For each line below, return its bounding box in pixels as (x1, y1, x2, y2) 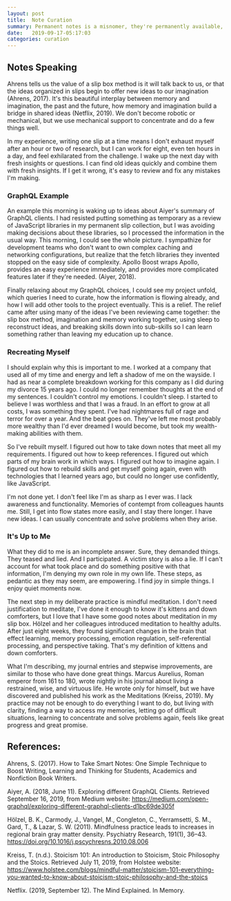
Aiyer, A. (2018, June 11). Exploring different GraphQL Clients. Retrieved (7, 787, 210, 795)
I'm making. (7, 173, 41, 182)
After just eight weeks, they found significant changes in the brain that (7, 626, 207, 635)
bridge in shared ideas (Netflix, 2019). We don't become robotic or (7, 108, 195, 117)
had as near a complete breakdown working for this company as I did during (7, 378, 224, 386)
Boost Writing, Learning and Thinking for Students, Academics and (7, 766, 197, 775)
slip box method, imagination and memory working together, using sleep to (7, 316, 220, 324)
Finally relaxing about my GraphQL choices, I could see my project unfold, (7, 286, 217, 294)
